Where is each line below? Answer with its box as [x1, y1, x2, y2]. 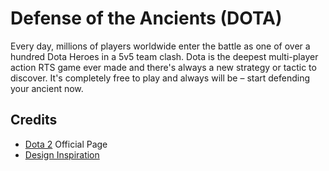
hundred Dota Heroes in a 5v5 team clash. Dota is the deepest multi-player [10, 50, 319, 62]
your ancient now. [10, 82, 84, 94]
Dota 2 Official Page [24, 138, 108, 150]
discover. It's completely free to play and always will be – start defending [10, 72, 311, 84]
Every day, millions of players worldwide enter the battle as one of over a [10, 40, 311, 52]
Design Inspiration [24, 148, 100, 161]
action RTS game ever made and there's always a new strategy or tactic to [10, 61, 317, 73]
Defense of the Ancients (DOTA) [10, 7, 283, 30]
